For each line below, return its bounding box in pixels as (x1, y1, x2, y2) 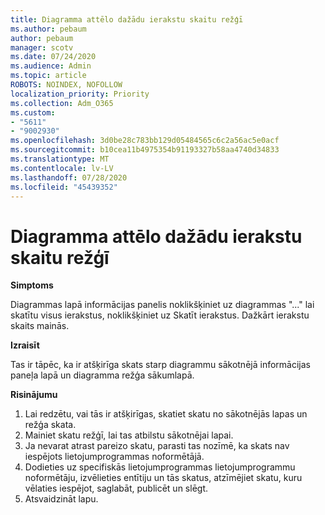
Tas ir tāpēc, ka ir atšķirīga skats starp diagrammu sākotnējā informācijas (10, 359, 311, 371)
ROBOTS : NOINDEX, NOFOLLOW (10, 80, 123, 90)
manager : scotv (10, 42, 74, 53)
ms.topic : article (10, 71, 87, 81)
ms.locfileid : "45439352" (10, 182, 118, 192)
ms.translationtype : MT (10, 154, 110, 164)
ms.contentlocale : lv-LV (10, 163, 114, 173)
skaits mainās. (10, 320, 70, 332)
